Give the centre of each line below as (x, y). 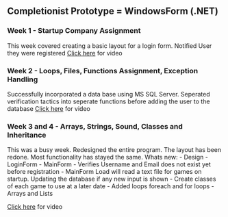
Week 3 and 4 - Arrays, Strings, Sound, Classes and (95, 126)
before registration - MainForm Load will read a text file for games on (104, 172)
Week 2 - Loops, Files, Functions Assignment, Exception (103, 71)
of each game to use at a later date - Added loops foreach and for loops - (111, 186)
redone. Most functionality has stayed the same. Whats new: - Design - (108, 157)
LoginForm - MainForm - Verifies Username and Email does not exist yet (109, 164)
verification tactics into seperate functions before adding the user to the (109, 101)
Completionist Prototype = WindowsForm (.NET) (113, 11)
